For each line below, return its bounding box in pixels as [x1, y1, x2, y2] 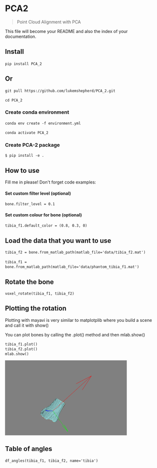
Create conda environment [5, 109, 69, 116]
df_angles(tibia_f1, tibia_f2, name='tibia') [5, 458, 98, 463]
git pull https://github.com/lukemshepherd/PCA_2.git [5, 88, 116, 93]
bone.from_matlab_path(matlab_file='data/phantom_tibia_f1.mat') [5, 265, 139, 269]
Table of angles [5, 445, 52, 453]
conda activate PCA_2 [5, 130, 49, 135]
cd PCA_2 [5, 98, 23, 102]
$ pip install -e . [5, 153, 44, 158]
